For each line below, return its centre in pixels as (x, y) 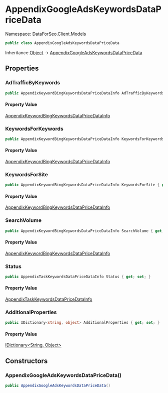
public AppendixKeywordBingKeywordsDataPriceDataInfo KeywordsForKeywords (85, 139)
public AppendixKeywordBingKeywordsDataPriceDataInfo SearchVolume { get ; (85, 231)
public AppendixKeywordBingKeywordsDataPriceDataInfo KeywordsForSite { (82, 185)
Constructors (26, 361)
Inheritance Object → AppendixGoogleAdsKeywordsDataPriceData (74, 52)
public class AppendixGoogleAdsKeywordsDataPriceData (62, 43)
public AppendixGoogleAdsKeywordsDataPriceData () (58, 386)
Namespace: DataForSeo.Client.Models (46, 34)
